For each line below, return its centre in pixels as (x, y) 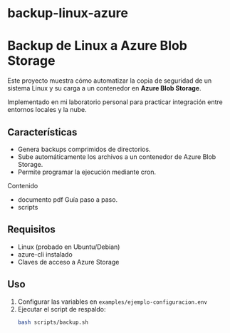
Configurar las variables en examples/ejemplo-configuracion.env (113, 302)
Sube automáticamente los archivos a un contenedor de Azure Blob (117, 157)
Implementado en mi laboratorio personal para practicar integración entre (115, 102)
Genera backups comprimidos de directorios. (84, 149)
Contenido (23, 185)
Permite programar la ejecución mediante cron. (87, 172)
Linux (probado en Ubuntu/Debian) (69, 247)
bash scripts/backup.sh (53, 322)
